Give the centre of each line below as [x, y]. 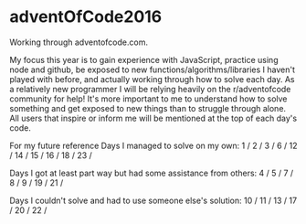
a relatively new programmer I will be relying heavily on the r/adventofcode [150, 89]
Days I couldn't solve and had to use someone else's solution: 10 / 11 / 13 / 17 [153, 200]
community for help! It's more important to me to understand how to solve [148, 99]
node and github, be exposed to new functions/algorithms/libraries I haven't [152, 69]
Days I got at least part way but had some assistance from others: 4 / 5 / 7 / [152, 173]
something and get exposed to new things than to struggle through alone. [148, 108]
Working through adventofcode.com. [79, 42]
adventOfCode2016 [86, 17]
